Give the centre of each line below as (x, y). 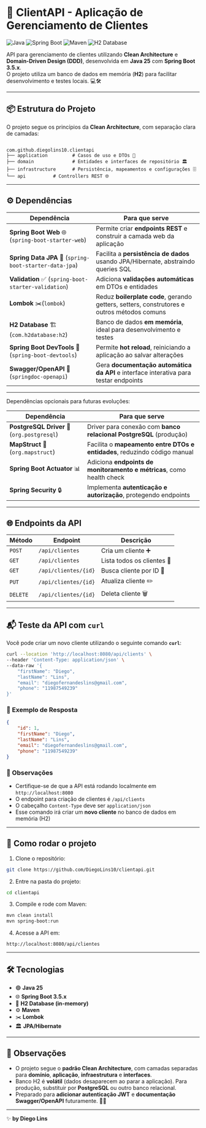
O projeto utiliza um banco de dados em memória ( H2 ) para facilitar (92, 74)
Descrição (136, 541)
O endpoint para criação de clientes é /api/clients (80, 799)
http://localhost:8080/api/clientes (53, 945)
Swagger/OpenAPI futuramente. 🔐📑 (61, 1100)
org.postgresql (34, 435)
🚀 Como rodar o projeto (51, 844)
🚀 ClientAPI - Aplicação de (75, 13)
